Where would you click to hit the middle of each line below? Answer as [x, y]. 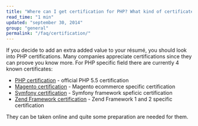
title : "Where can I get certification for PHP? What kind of [84, 11]
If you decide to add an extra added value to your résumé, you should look [97, 50]
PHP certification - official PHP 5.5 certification [72, 81]
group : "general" [27, 28]
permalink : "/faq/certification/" [49, 34]
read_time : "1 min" [30, 17]
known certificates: [29, 69]
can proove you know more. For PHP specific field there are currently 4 [93, 63]
